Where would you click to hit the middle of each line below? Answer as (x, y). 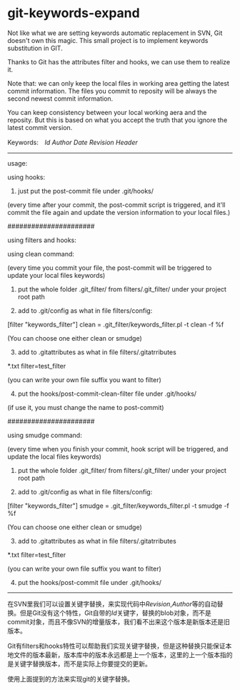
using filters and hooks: (42, 240)
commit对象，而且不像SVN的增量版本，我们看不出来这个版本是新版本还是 (116, 621)
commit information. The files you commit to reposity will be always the (112, 91)
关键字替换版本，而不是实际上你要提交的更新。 (82, 664)
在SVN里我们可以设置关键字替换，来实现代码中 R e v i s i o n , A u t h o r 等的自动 (112, 604)
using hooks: (26, 177)
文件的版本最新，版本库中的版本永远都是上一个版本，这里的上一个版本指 (120, 654)
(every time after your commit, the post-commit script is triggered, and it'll (116, 204)
